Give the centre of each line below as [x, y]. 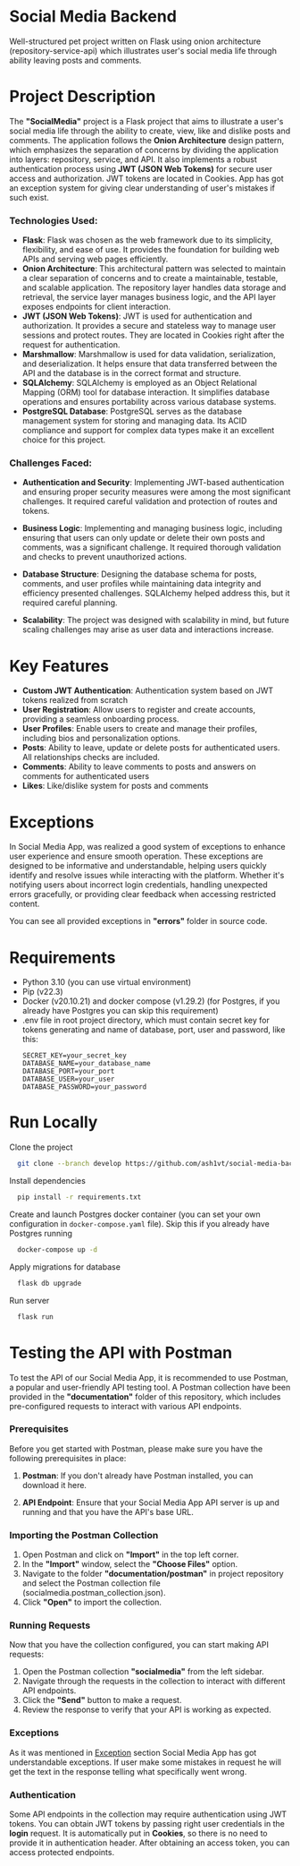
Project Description [83, 97]
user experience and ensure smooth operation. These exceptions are [136, 856]
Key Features [59, 666]
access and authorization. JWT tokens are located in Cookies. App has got [146, 178]
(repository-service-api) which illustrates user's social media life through [143, 50]
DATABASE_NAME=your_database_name [86, 1064]
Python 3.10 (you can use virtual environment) [107, 982]
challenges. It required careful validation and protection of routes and [150, 501]
